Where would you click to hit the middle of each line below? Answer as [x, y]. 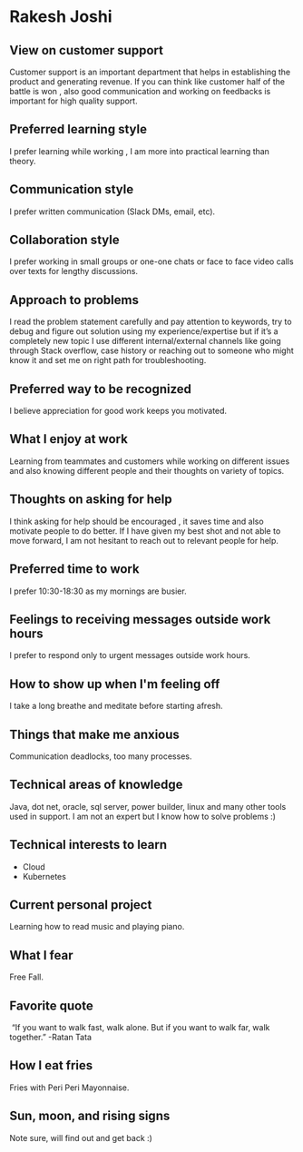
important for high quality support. [73, 101]
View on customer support [86, 50]
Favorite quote [51, 1005]
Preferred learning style [78, 129]
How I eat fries [51, 1065]
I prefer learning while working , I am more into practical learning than [140, 151]
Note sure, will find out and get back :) [81, 1137]
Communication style [72, 189]
